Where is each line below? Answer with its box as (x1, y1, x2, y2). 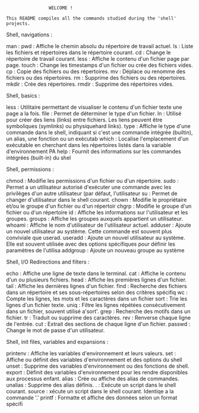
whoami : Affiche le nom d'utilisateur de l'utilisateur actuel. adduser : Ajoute (6, 221, 191, 229)
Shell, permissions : (6, 166, 55, 173)
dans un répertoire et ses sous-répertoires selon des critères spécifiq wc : (6, 289, 188, 296)
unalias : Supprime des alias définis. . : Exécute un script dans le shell (6, 381, 176, 389)
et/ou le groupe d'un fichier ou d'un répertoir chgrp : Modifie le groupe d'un (6, 202, 192, 209)
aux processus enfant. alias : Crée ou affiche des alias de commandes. (6, 375, 179, 382)
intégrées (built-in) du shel (6, 154, 71, 161)
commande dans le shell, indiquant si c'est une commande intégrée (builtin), (6, 129, 193, 136)
